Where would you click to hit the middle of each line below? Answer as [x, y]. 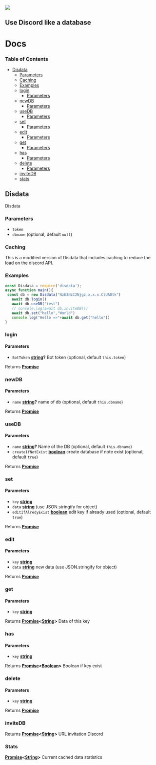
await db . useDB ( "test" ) [36, 304]
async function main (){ [29, 290]
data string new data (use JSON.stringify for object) [64, 567]
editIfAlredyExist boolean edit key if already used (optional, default [81, 512]
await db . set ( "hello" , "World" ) [43, 313]
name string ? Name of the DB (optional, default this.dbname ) [72, 446]
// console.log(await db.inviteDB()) [50, 308]
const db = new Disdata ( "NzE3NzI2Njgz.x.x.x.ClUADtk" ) [64, 295]
